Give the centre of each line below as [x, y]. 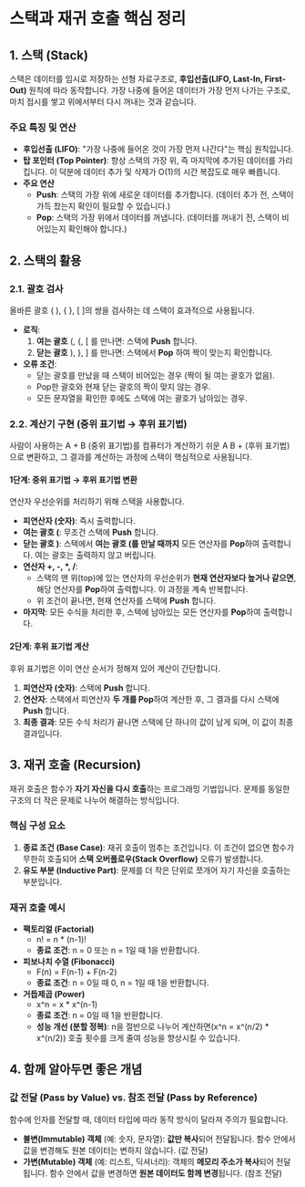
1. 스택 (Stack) [49, 55]
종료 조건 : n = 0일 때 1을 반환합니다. [100, 1015]
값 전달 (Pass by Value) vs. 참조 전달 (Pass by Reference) [133, 1098]
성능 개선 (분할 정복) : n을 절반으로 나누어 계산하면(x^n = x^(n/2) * [152, 1026]
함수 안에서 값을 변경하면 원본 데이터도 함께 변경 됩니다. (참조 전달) [166, 1172]
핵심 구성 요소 [38, 826]
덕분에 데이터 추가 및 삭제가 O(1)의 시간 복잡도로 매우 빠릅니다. [169, 172]
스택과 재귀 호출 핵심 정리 [98, 19]
